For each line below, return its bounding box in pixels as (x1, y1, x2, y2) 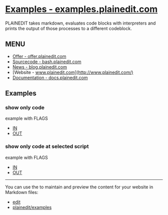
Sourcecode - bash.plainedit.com (12, 59, 81, 65)
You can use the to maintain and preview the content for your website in (5, 184, 153, 190)
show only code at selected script (5, 143, 89, 150)
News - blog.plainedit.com (12, 64, 67, 70)
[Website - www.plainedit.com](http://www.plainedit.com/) (12, 69, 133, 75)
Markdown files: (5, 189, 38, 195)
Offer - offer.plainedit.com (12, 53, 66, 59)
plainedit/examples (12, 204, 52, 210)
